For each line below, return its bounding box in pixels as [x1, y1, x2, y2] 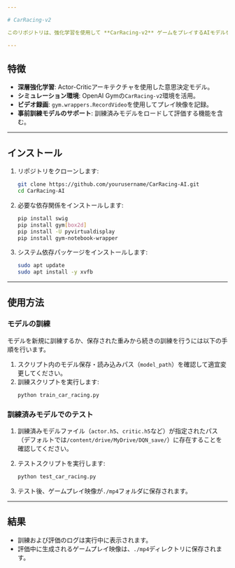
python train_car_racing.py [17, 391, 99, 398]
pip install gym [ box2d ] [17, 222, 87, 229]
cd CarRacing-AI [17, 187, 65, 194]
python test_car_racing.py [17, 473, 97, 480]
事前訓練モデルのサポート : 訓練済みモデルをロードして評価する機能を [17, 109, 218, 118]
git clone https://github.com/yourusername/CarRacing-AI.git [17, 181, 200, 188]
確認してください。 [17, 444, 73, 452]
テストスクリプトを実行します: [17, 459, 106, 467]
